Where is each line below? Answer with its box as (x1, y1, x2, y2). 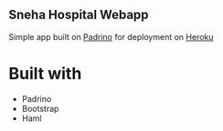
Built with (8, 64, 82, 84)
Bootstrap (21, 103, 59, 114)
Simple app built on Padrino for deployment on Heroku (8, 31, 214, 42)
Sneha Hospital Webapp (8, 7, 149, 23)
